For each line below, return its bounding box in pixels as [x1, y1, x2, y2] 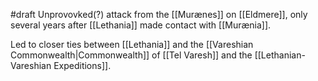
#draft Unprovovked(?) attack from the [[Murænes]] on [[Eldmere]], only [10, 9, 308, 20]
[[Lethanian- [254, 49, 306, 61]
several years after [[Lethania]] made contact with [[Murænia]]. [10, 19, 272, 31]
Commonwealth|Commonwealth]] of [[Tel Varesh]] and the [10, 49, 253, 61]
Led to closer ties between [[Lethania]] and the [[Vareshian [10, 39, 254, 50]
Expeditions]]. [53, 60, 112, 71]
